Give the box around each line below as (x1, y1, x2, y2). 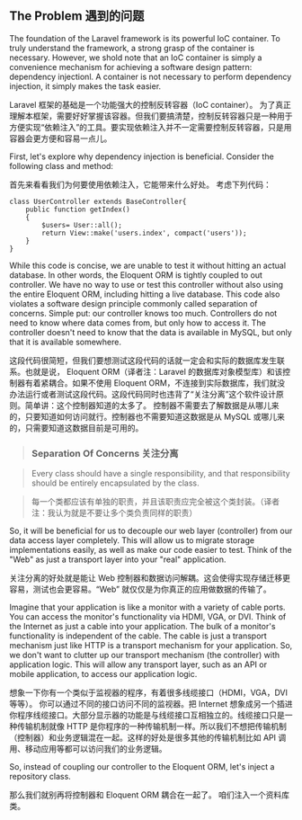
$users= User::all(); (41, 220, 123, 229)
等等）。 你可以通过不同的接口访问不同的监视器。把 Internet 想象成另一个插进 (9, 699, 293, 709)
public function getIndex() (25, 205, 130, 214)
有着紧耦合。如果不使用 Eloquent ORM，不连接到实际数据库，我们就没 (24, 377, 286, 388)
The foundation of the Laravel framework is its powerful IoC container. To (9, 32, 280, 43)
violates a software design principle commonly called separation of (9, 298, 258, 308)
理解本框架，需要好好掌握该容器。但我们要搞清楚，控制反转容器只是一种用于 (9, 111, 293, 121)
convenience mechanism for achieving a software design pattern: (9, 61, 253, 72)
